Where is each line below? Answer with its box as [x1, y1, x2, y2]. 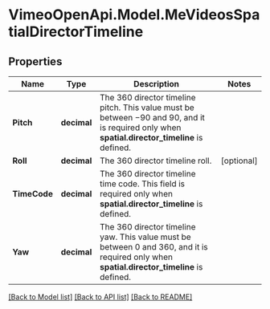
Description [133, 79, 179, 89]
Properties [8, 55, 63, 68]
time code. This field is [100, 178, 186, 189]
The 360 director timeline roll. [100, 155, 212, 166]
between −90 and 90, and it [100, 112, 205, 123]
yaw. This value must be [100, 231, 191, 242]
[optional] [220, 155, 258, 166]
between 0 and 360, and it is [100, 242, 208, 252]
